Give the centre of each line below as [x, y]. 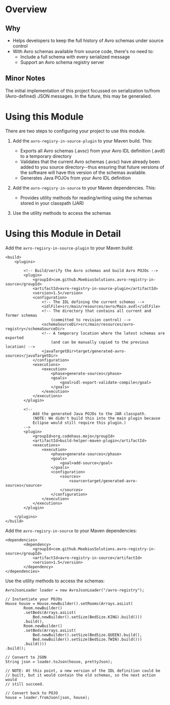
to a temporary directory [46, 156]
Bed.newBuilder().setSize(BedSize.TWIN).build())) [87, 639]
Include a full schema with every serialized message [75, 57]
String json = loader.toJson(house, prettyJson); [59, 662]
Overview [26, 9]
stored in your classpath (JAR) [52, 203]
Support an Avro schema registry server [62, 62]
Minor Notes [25, 78]
